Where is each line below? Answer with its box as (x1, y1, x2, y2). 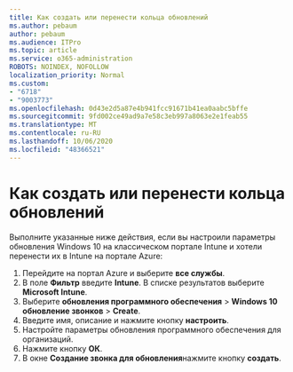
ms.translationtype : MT (9, 121, 98, 130)
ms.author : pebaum (9, 21, 77, 30)
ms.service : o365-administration (9, 54, 133, 63)
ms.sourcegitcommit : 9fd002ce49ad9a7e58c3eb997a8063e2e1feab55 (9, 112, 249, 121)
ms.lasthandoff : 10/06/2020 (9, 137, 114, 146)
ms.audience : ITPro (9, 37, 82, 47)
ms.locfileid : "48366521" (9, 145, 105, 154)
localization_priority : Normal (9, 71, 125, 80)
